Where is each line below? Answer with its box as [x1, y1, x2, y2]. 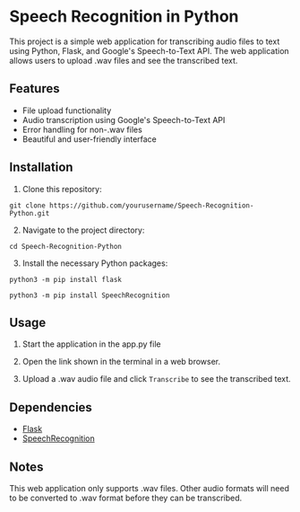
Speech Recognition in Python [9, 6, 239, 27]
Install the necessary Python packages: [21, 258, 168, 269]
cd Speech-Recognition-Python [9, 242, 123, 251]
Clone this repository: [21, 183, 102, 194]
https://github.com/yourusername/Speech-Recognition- [48, 200, 254, 210]
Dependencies [9, 400, 92, 415]
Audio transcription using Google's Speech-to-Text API [21, 114, 226, 125]
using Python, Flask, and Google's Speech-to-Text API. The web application [9, 45, 289, 56]
